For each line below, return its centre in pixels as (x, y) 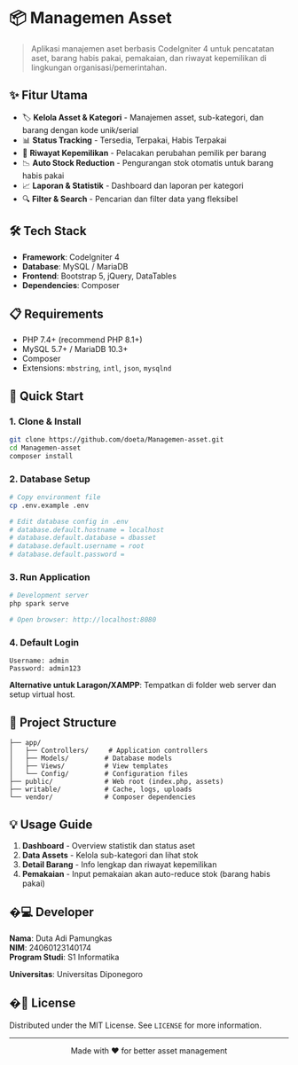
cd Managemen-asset (45, 448)
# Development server (49, 596)
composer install (41, 456)
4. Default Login (44, 642)
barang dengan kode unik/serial (80, 129)
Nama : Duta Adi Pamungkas (61, 938)
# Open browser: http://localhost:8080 (83, 620)
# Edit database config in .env (69, 521)
